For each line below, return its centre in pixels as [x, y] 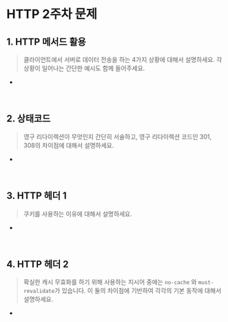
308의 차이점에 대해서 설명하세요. [69, 145]
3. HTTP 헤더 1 [37, 196]
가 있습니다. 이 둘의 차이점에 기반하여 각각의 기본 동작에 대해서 [138, 291]
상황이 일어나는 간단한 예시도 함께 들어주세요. [84, 68]
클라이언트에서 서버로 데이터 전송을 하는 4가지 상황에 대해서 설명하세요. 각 [123, 60]
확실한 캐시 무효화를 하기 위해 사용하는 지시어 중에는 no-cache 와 [110, 282]
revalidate [39, 291]
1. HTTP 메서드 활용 [46, 42]
